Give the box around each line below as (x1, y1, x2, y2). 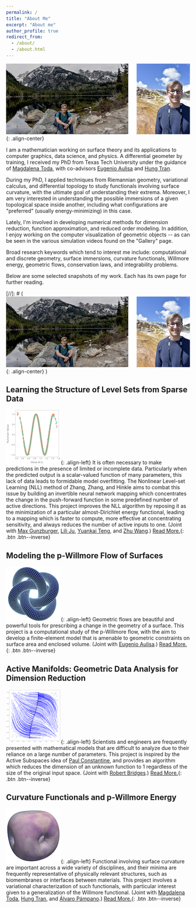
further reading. (6, 278, 44, 286)
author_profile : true (6, 28, 59, 34)
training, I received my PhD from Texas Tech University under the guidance (6, 159, 187, 166)
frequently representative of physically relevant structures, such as (6, 870, 167, 877)
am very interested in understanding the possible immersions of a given (6, 195, 178, 202)
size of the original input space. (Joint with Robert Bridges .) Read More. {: (6, 769, 182, 776)
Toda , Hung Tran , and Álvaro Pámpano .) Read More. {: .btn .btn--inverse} (6, 895, 181, 902)
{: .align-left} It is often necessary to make (61, 459, 162, 466)
